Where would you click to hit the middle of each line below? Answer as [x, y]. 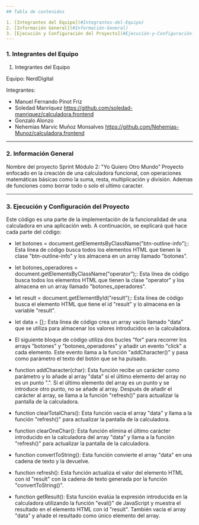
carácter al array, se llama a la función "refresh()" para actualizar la [97, 395]
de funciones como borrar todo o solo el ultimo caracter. [75, 185]
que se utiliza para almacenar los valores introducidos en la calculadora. [103, 328]
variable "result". [35, 310]
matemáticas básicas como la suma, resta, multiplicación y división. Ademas [99, 179]
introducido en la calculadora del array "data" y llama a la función [94, 437]
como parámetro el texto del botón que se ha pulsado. [81, 358]
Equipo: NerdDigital [30, 78]
